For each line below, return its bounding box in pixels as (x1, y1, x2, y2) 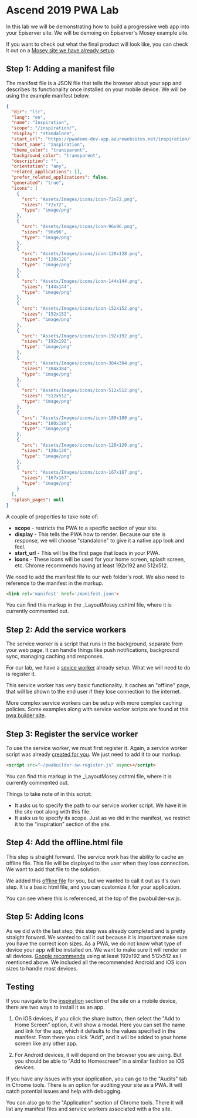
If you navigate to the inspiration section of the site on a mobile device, (6, 998, 178, 1005)
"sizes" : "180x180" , (21, 420, 72, 426)
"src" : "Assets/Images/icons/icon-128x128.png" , (21, 251, 143, 257)
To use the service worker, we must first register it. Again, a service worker (6, 745, 188, 751)
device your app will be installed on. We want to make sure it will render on (6, 946, 187, 953)
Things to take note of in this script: (6, 790, 92, 797)
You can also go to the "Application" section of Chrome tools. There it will (6, 1099, 184, 1106)
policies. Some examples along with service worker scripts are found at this (6, 706, 189, 713)
